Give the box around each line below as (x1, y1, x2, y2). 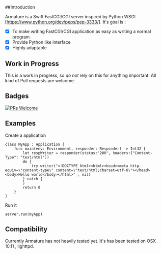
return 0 (23, 185, 41, 190)
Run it (5, 202, 17, 208)
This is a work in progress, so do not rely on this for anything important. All (5, 72, 156, 78)
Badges (5, 92, 29, 100)
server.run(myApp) (5, 212, 43, 217)
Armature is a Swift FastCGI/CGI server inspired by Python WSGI (5, 14, 136, 19)
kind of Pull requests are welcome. (5, 78, 75, 83)
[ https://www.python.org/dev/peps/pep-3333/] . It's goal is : (5, 19, 126, 25)
